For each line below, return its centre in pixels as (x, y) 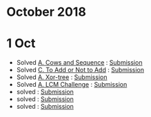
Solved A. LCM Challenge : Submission (72, 85)
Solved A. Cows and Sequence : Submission (79, 63)
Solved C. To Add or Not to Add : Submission (80, 70)
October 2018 (47, 12)
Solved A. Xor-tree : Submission (62, 77)
